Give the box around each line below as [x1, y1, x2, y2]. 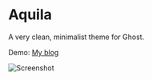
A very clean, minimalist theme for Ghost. [8, 32, 145, 42]
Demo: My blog [8, 47, 59, 57]
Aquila [8, 6, 52, 24]
